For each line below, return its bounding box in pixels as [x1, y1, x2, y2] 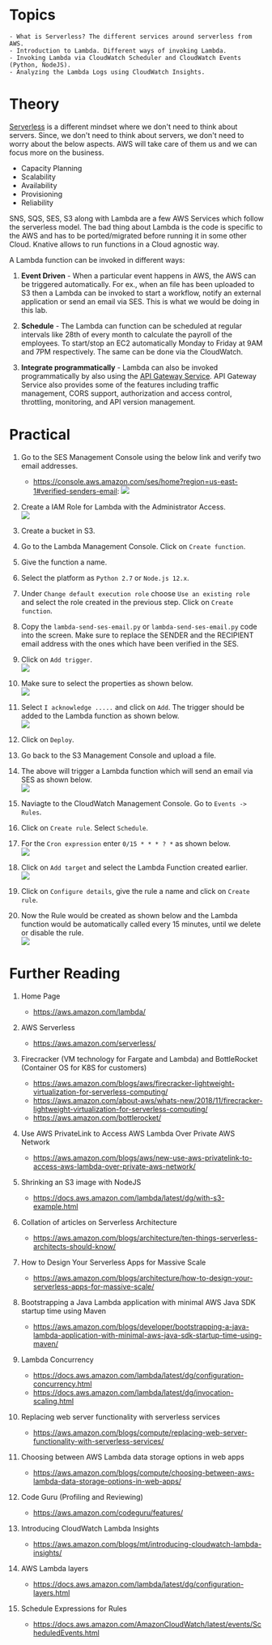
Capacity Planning [20, 163, 83, 173]
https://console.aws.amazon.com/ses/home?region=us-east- [32, 476, 238, 486]
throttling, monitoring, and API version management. [20, 397, 196, 406]
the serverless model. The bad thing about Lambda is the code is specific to [9, 221, 263, 232]
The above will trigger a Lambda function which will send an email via [20, 766, 253, 775]
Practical [9, 426, 71, 444]
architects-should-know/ [32, 1241, 117, 1251]
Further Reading [9, 964, 121, 982]
